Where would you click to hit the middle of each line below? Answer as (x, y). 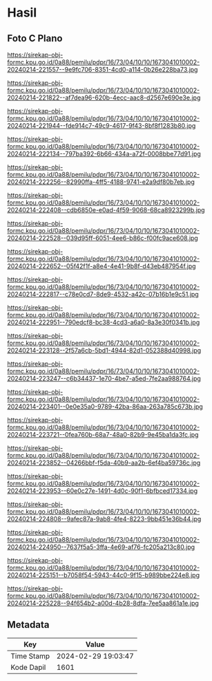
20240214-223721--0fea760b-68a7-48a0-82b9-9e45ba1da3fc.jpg (103, 435)
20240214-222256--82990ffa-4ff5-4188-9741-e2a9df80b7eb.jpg (101, 182)
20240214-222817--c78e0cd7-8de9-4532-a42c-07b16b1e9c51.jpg (103, 294)
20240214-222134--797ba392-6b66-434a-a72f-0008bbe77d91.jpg (104, 154)
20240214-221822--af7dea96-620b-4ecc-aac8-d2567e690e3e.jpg (104, 97)
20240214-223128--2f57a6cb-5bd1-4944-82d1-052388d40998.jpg (104, 350)
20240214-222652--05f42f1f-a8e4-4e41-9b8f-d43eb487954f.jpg (102, 266)
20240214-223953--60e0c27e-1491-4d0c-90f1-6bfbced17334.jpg (103, 491)
